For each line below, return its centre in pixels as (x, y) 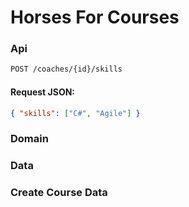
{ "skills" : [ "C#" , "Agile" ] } (75, 113)
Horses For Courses (95, 17)
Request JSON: (43, 92)
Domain (29, 139)
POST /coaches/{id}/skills (66, 69)
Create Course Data (59, 193)
